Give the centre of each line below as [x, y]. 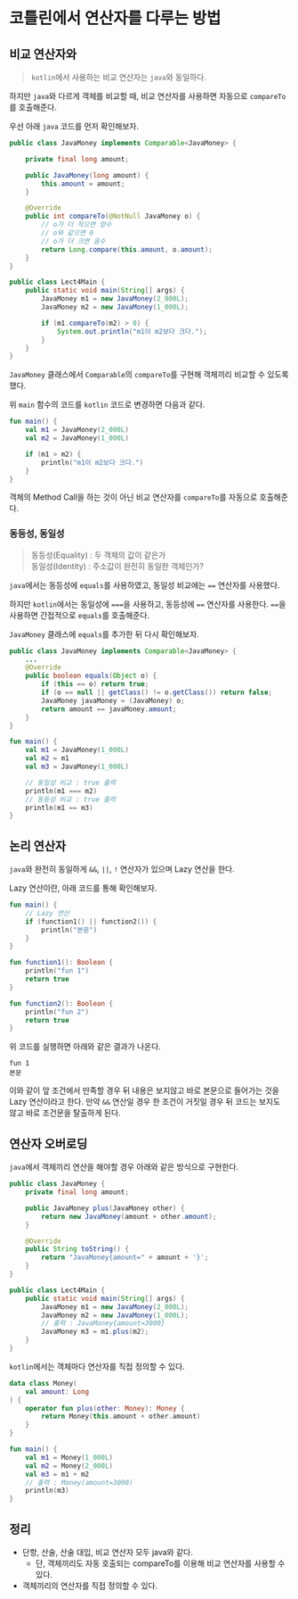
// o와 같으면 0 [68, 233]
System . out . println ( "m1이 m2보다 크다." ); [132, 331]
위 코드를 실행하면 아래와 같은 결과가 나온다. [85, 1047]
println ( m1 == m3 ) [59, 808]
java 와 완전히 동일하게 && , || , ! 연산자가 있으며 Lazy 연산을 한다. [122, 869]
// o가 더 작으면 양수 [77, 225]
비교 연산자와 [43, 54]
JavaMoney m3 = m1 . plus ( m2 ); [95, 1332]
